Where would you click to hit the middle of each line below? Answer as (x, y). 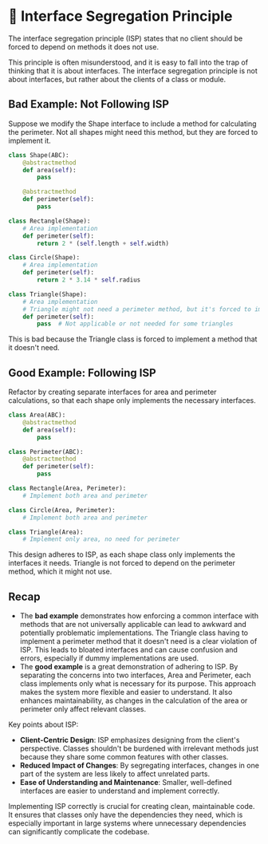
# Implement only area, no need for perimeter (101, 539)
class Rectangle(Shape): (49, 221)
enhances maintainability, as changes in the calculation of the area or (134, 700)
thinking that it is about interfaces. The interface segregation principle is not (133, 70)
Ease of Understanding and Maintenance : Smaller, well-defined (126, 783)
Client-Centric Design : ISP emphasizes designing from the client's (130, 740)
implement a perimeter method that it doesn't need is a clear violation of (138, 641)
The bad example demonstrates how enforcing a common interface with (139, 616)
